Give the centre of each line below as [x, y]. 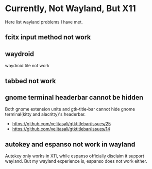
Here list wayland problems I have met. [44, 22]
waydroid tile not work [27, 66]
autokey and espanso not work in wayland [70, 144]
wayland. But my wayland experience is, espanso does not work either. [76, 161]
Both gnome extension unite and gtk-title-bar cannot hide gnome [70, 109]
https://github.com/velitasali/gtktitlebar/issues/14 [61, 129]
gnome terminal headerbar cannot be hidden [74, 97]
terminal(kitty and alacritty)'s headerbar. [45, 114]
